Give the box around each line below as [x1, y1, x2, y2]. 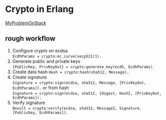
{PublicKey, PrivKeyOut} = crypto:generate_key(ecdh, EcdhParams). [12, 64, 155, 69]
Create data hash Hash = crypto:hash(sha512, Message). [12, 69, 129, 75]
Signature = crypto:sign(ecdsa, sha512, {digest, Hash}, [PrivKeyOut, [12, 91, 162, 96]
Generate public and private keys [12, 58, 81, 64]
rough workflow [5, 34, 56, 43]
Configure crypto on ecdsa [12, 47, 68, 53]
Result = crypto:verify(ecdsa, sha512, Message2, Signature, [12, 106, 142, 111]
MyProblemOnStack [5, 20, 46, 26]
